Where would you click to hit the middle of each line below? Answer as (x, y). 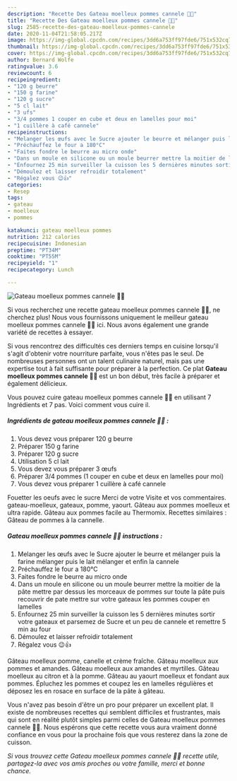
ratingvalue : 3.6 (33, 66)
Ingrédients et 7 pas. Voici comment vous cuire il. (79, 404)
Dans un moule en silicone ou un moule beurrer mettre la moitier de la (119, 584)
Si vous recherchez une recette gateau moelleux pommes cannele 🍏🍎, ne (114, 310)
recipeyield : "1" (33, 263)
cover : (17, 54)
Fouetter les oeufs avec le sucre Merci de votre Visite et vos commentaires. (117, 497)
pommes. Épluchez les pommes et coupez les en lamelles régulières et (110, 683)
